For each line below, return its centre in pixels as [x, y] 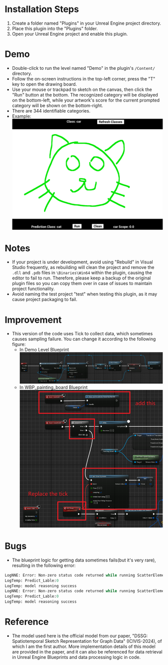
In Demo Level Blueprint [44, 350]
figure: [19, 344]
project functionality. [33, 289]
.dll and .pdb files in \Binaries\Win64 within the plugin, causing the [82, 273]
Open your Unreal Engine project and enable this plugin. [70, 34]
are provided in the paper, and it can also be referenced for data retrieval [87, 652]
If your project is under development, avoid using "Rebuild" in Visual [82, 262]
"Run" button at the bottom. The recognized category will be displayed [85, 94]
